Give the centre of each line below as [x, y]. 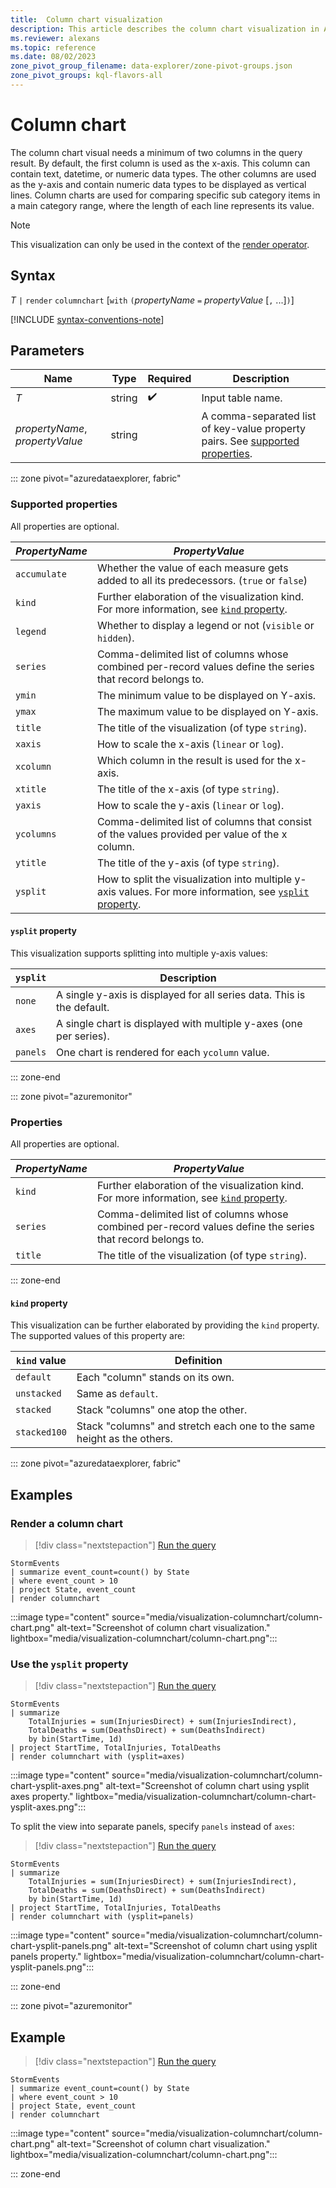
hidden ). [115, 638]
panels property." [46, 1957]
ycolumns [36, 834]
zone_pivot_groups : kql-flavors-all [86, 76]
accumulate [41, 574]
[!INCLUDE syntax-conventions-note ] [87, 319]
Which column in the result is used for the [194, 760]
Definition [198, 1361]
